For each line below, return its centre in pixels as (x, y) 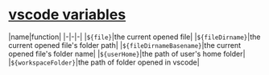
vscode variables (67, 15)
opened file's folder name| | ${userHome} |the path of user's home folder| (127, 53)
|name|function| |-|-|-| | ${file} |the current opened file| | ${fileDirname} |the (134, 37)
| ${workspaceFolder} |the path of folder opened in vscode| (104, 62)
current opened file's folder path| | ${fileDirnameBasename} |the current (125, 45)
